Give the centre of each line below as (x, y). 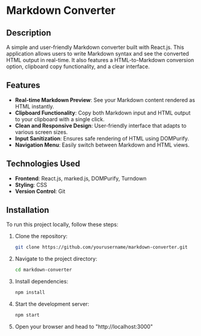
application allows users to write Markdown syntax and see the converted (98, 54)
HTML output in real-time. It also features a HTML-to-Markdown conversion (100, 60)
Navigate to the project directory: (56, 259)
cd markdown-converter (43, 270)
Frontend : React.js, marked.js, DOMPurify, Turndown (81, 178)
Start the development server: (52, 304)
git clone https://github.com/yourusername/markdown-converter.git (101, 247)
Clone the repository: (41, 236)
